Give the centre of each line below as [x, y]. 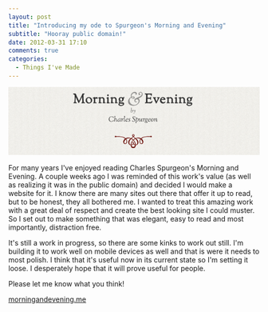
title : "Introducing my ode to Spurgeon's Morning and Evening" [117, 25]
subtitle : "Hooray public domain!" [67, 34]
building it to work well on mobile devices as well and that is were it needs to [134, 251]
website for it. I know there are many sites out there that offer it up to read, [130, 193]
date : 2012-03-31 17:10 [48, 42]
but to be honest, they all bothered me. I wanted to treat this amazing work [131, 202]
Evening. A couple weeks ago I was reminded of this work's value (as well [130, 176]
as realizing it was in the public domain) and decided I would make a [120, 185]
